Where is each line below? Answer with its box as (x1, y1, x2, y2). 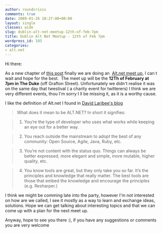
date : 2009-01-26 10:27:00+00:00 (5, 16, 73, 21)
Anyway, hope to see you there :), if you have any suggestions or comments (5, 217, 157, 223)
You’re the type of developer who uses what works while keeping (24, 119, 155, 125)
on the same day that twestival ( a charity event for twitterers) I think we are (5, 86, 156, 91)
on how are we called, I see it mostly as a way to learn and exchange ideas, (5, 197, 155, 203)
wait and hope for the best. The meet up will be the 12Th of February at (5, 75, 149, 81)
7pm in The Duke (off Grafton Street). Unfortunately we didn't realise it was (5, 80, 155, 86)
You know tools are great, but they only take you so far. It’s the (24, 167, 148, 173)
